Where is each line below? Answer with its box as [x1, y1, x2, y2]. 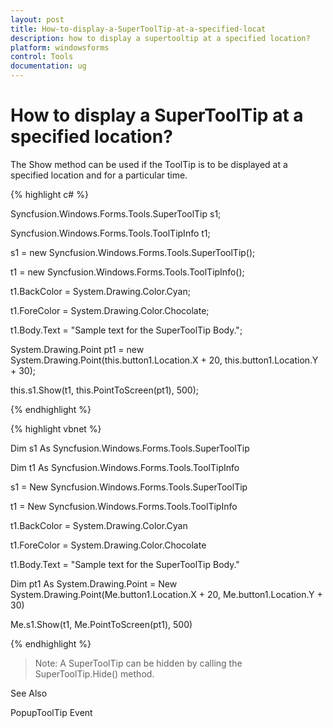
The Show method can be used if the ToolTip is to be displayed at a [10, 158, 288, 170]
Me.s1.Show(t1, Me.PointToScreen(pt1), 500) [10, 618, 193, 630]
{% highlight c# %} [10, 188, 89, 200]
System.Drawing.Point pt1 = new [10, 343, 145, 355]
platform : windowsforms [10, 42, 110, 53]
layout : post [10, 14, 65, 25]
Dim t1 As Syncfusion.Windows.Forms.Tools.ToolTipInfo [10, 461, 240, 473]
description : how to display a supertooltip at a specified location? [10, 33, 311, 43]
